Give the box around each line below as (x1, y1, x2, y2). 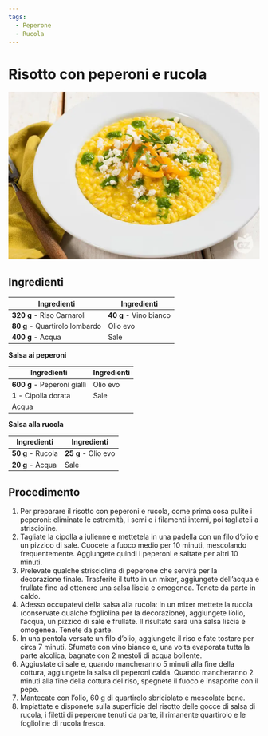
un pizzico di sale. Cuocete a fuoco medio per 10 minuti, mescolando (19, 540, 247, 550)
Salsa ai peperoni (8, 350, 67, 359)
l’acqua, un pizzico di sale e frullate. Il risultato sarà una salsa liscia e (19, 616, 246, 626)
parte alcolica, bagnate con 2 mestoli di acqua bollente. (19, 651, 203, 660)
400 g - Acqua (11, 332, 61, 342)
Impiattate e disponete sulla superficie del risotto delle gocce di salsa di (19, 701, 256, 710)
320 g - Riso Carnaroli (11, 310, 86, 319)
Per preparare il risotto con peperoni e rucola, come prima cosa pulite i (19, 506, 253, 516)
